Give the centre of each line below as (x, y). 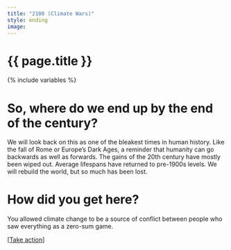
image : (17, 26)
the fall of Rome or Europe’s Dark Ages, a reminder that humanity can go (111, 149)
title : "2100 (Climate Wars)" (51, 14)
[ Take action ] (26, 240)
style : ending (28, 20)
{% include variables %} (42, 80)
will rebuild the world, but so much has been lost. (77, 172)
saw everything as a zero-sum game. (60, 226)
